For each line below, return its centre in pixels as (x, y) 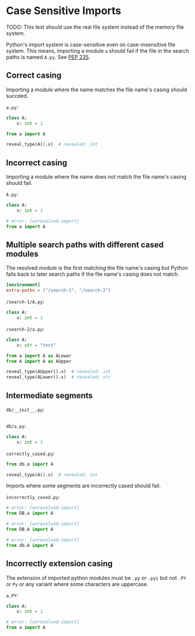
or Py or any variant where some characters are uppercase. (77, 584)
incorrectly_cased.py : (33, 497)
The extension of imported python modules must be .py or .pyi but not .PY (96, 577)
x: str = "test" (36, 345)
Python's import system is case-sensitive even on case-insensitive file (91, 45)
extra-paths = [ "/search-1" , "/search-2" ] (58, 290)
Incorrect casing (37, 163)
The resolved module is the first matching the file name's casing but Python (97, 268)
